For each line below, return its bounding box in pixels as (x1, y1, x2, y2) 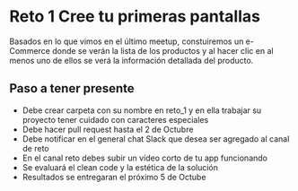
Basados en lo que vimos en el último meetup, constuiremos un (9, 36, 244, 47)
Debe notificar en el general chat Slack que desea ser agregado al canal (22, 133, 290, 144)
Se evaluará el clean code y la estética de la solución (22, 161, 218, 172)
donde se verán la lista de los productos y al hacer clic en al (52, 45, 274, 56)
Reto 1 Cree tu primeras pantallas (9, 6, 260, 27)
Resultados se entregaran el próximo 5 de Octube (22, 171, 206, 182)
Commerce (9, 45, 51, 56)
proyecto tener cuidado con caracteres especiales (22, 114, 209, 125)
